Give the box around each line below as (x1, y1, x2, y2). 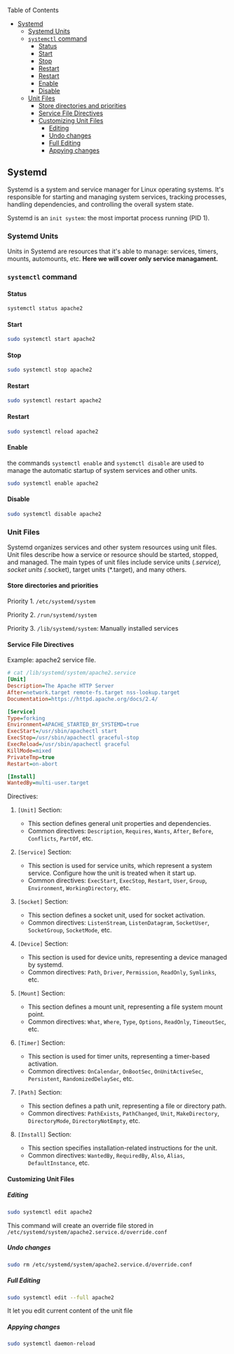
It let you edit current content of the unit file (7, 1306, 133, 1315)
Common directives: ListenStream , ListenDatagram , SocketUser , (27, 918, 210, 927)
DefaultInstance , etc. (27, 1159, 90, 1167)
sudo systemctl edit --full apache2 (7, 1294, 114, 1301)
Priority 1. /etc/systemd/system (7, 597, 96, 605)
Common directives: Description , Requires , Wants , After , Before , (27, 827, 214, 836)
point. (27, 1010, 45, 1019)
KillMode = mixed (7, 747, 52, 754)
